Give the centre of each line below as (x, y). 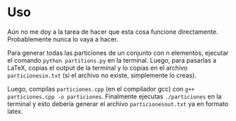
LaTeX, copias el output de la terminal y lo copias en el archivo (98, 68)
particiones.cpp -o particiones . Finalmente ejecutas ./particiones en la (114, 96)
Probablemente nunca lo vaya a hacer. (63, 39)
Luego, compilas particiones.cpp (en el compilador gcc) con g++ (101, 89)
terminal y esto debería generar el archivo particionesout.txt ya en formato (118, 103)
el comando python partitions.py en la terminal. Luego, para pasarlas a (112, 60)
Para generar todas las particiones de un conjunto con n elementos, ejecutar (118, 53)
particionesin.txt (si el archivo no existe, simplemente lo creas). (102, 75)
